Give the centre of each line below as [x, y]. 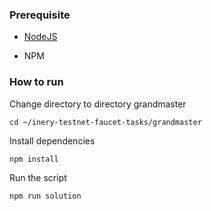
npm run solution [45, 196]
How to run [36, 82]
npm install [34, 159]
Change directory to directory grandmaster [98, 104]
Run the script [38, 177]
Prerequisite [40, 15]
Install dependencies [52, 140]
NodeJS [40, 37]
